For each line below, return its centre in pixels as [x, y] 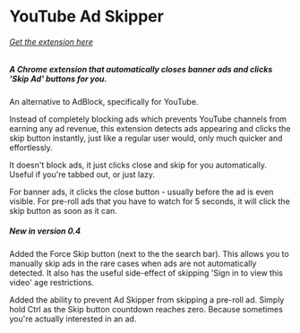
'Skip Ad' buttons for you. [58, 79]
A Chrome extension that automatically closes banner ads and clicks [141, 70]
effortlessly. [31, 147]
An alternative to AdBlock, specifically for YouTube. [104, 101]
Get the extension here [51, 41]
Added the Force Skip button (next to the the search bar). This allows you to [149, 253]
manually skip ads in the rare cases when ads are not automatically [133, 263]
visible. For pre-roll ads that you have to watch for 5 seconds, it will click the [150, 201]
